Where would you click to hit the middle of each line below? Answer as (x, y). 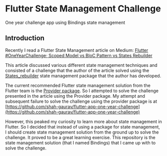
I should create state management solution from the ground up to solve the (82, 132)
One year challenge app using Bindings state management (65, 22)
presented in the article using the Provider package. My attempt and (75, 96)
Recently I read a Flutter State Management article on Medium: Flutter (77, 50)
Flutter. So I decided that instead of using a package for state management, (83, 127)
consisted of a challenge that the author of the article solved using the (77, 70)
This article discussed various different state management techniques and (82, 65)
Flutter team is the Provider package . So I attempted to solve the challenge (82, 91)
